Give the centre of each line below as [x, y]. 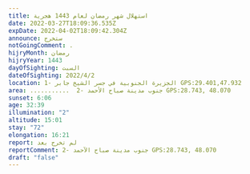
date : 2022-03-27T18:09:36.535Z [62, 23]
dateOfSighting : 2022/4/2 [51, 75]
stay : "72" [26, 127]
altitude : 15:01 [35, 120]
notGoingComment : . [41, 46]
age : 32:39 [26, 105]
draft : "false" [34, 157]
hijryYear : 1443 [35, 61]
